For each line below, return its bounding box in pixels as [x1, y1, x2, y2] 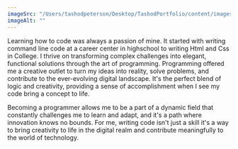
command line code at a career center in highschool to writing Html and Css [7, 44, 229, 53]
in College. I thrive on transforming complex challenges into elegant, [7, 51, 207, 60]
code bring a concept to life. [7, 89, 90, 98]
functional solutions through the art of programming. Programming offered [7, 59, 225, 67]
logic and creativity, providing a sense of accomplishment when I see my [7, 82, 220, 90]
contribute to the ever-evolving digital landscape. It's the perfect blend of [7, 74, 222, 82]
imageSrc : [7, 10, 37, 18]
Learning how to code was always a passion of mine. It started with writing [7, 36, 226, 45]
